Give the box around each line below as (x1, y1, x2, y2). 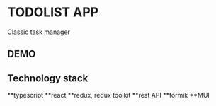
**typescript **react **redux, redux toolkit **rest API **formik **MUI (7, 91, 210, 100)
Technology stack (7, 72, 89, 84)
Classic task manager (7, 28, 71, 36)
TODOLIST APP (7, 4, 99, 20)
